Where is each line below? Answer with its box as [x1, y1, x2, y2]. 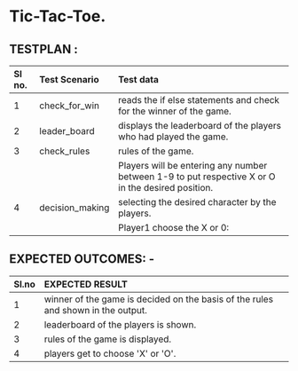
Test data [118, 74, 160, 85]
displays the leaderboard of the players [118, 120, 282, 131]
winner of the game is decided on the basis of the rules [43, 293, 273, 305]
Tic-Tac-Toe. [9, 6, 106, 27]
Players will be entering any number [118, 160, 268, 171]
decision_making [39, 201, 110, 214]
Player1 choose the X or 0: [118, 222, 230, 233]
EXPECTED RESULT [43, 278, 129, 290]
